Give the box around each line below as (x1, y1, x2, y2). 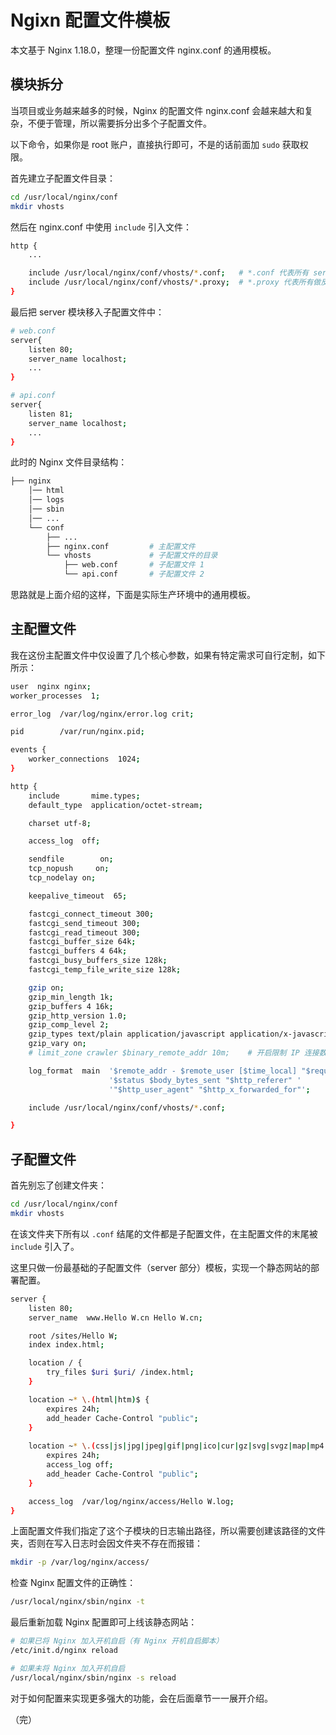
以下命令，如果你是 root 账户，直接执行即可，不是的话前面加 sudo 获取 (10, 138, 300, 150)
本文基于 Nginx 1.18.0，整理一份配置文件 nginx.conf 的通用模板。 (10, 44, 277, 56)
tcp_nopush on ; (28, 864, 110, 874)
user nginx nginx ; (10, 681, 92, 691)
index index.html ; (28, 1340, 105, 1350)
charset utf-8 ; (28, 818, 92, 828)
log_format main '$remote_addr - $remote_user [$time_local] (28, 1066, 298, 1076)
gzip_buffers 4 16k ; (28, 1001, 114, 1011)
